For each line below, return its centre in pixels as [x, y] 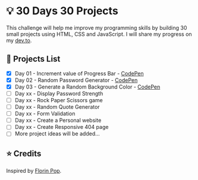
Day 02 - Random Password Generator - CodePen [76, 80]
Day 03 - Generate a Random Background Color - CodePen [87, 87]
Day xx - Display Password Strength [59, 93]
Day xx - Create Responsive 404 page [62, 127]
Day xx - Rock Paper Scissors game [59, 100]
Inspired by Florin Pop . [34, 171]
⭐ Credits [24, 154]
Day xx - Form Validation [45, 113]
